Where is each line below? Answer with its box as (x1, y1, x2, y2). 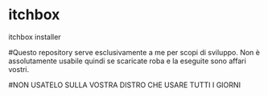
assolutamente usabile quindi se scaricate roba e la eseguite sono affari (8, 56, 247, 66)
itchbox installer (8, 32, 62, 42)
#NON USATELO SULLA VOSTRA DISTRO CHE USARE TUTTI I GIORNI (8, 80, 241, 90)
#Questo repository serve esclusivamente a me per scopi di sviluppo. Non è (8, 47, 260, 57)
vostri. (8, 64, 30, 74)
